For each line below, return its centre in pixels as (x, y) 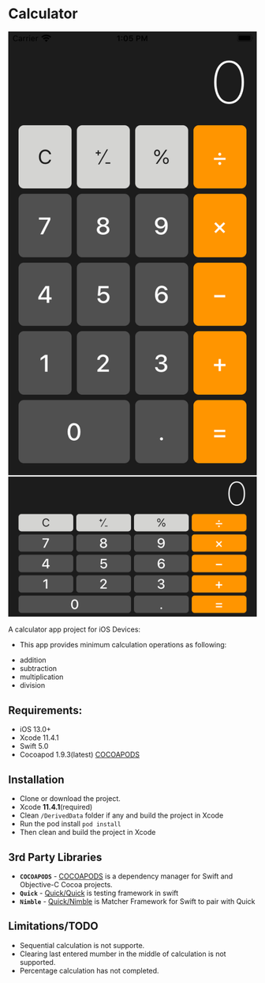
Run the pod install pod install (70, 824)
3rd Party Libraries (55, 857)
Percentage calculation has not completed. (89, 970)
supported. (37, 962)
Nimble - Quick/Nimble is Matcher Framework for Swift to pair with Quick (137, 901)
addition (33, 660)
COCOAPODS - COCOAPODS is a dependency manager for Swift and (126, 876)
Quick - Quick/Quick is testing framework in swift (99, 893)
